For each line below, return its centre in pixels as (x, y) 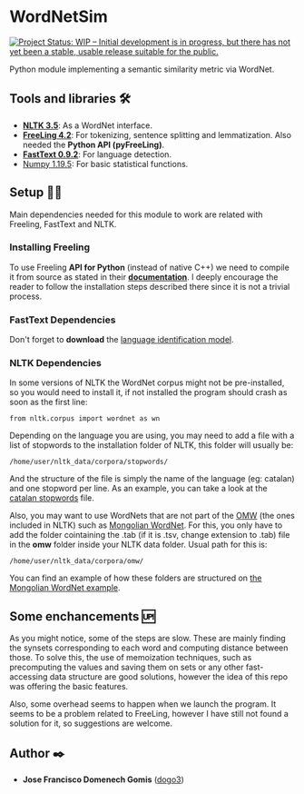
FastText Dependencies (63, 320)
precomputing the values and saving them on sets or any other (127, 667)
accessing (29, 677)
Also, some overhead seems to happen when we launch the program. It (143, 704)
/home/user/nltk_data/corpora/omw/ (77, 561)
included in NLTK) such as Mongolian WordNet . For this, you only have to (146, 525)
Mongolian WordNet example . (65, 588)
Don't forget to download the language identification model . (122, 340)
